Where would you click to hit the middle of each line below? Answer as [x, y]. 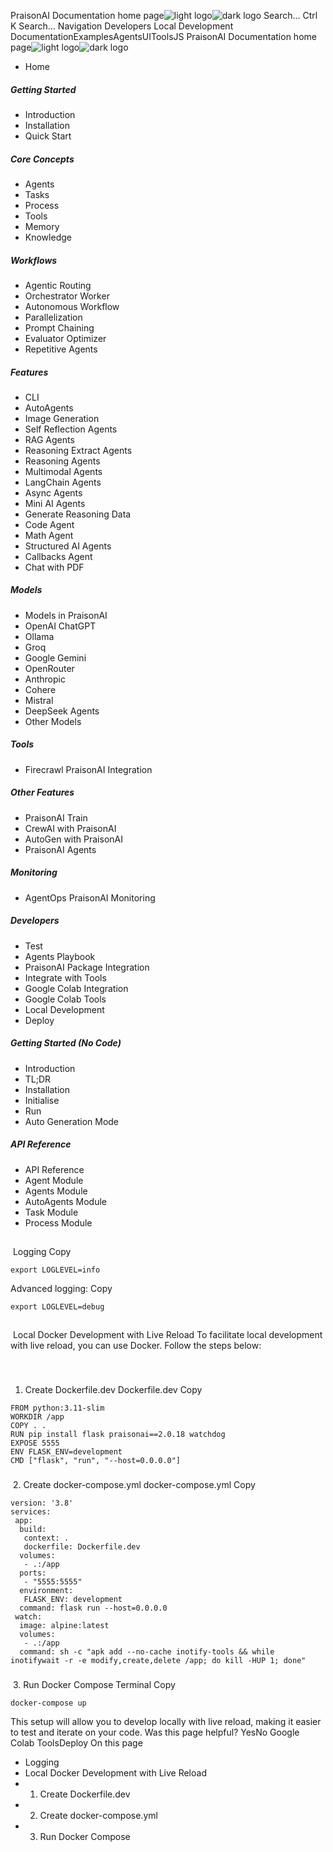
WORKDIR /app [37, 1417]
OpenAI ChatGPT [60, 626]
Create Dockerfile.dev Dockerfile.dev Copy [113, 1390]
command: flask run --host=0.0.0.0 [93, 1608]
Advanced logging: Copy [61, 1289]
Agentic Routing [58, 285]
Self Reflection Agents [71, 429]
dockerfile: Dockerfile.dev [82, 1547]
